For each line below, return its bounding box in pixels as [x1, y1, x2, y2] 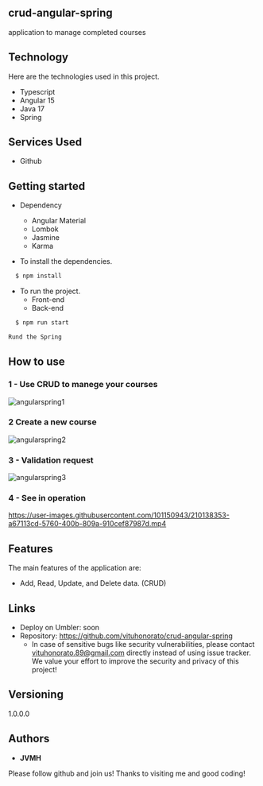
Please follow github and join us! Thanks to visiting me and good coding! [8, 769, 246, 778]
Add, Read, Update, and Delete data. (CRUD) [19, 579, 167, 588]
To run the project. [19, 286, 81, 296]
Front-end [31, 295, 65, 304]
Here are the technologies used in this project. [8, 72, 161, 81]
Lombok [31, 224, 59, 234]
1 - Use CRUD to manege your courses [8, 379, 158, 390]
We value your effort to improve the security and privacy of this [31, 656, 240, 666]
